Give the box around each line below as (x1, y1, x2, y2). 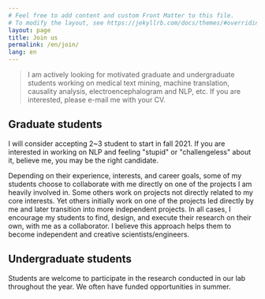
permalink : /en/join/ (8, 41, 80, 49)
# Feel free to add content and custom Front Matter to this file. (8, 11, 235, 20)
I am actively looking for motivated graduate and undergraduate (27, 70, 235, 79)
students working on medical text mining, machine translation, (27, 78, 230, 88)
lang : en (8, 48, 37, 56)
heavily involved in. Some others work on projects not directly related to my (8, 187, 254, 197)
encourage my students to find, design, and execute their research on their (8, 212, 252, 222)
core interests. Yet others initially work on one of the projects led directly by (8, 196, 254, 205)
